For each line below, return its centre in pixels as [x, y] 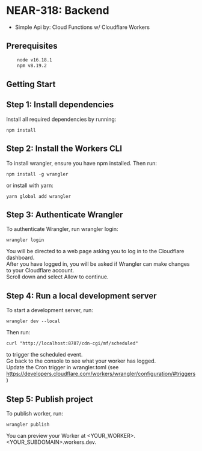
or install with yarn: [30, 185]
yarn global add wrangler [38, 196]
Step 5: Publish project [50, 399]
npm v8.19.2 [32, 66]
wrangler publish [28, 425]
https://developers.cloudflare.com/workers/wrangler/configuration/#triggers [101, 374]
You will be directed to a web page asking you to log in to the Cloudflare [95, 251]
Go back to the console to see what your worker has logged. [81, 361]
